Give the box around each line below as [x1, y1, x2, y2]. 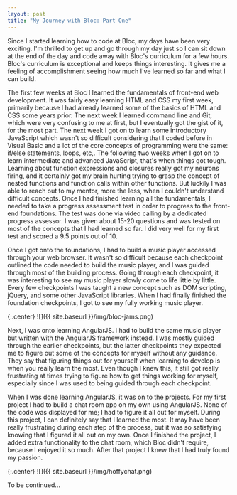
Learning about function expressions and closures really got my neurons [7, 164, 220, 172]
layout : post [7, 10, 46, 18]
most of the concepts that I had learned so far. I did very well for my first [7, 224, 219, 233]
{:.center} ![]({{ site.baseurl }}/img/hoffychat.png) [7, 467, 153, 475]
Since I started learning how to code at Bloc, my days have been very [7, 36, 211, 45]
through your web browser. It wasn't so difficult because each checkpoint [7, 253, 224, 262]
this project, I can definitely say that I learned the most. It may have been [7, 415, 220, 424]
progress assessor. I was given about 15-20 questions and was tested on [7, 216, 221, 225]
